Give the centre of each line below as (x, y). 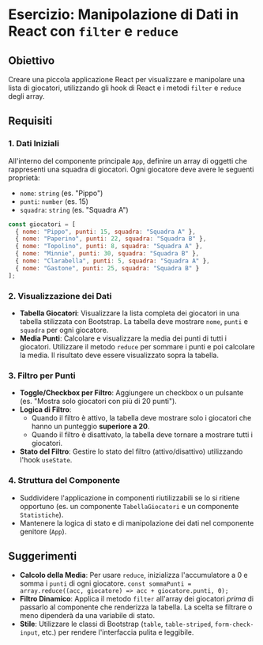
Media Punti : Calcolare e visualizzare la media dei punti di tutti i (123, 338)
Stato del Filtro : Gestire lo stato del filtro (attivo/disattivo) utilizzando (131, 451)
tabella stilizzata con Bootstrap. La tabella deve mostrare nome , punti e (134, 321)
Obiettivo (32, 60)
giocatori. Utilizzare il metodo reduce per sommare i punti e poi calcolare (137, 346)
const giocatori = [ (42, 224)
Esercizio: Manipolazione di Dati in (124, 15)
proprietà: (24, 177)
